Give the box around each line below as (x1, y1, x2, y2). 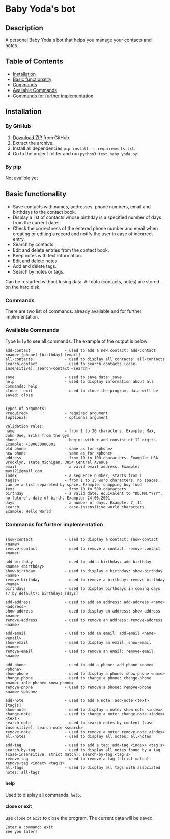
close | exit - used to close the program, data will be (5, 388, 158, 394)
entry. (12, 236, 25, 242)
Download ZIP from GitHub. (12, 134, 71, 141)
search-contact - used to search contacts (5, 361, 122, 367)
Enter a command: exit (5, 824, 53, 830)
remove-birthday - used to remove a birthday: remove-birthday (5, 577, 165, 582)
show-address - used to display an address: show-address (5, 608, 160, 614)
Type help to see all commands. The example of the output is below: (5, 338, 149, 344)
